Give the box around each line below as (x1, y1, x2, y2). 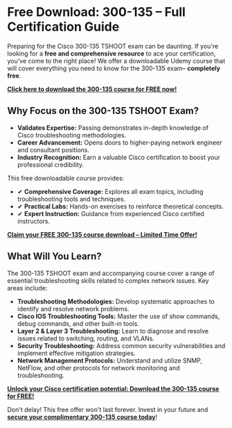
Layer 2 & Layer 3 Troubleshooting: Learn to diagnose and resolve (17, 327, 209, 335)
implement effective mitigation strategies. (17, 349, 136, 357)
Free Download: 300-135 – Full (7, 4, 186, 20)
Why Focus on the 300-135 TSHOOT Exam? (7, 105, 199, 117)
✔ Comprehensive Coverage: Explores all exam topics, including (17, 187, 204, 195)
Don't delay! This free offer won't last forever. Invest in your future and (7, 405, 208, 413)
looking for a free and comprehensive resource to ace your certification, (7, 49, 216, 58)
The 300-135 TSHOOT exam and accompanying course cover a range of (7, 269, 215, 277)
